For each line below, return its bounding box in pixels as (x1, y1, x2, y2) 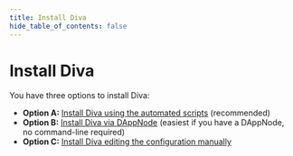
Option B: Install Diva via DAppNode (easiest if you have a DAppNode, (22, 117, 285, 128)
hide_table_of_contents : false (9, 22, 128, 31)
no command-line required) (22, 127, 125, 138)
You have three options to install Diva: (9, 90, 151, 101)
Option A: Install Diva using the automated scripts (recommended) (22, 107, 271, 118)
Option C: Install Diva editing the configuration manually (22, 136, 232, 147)
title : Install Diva (9, 13, 88, 23)
